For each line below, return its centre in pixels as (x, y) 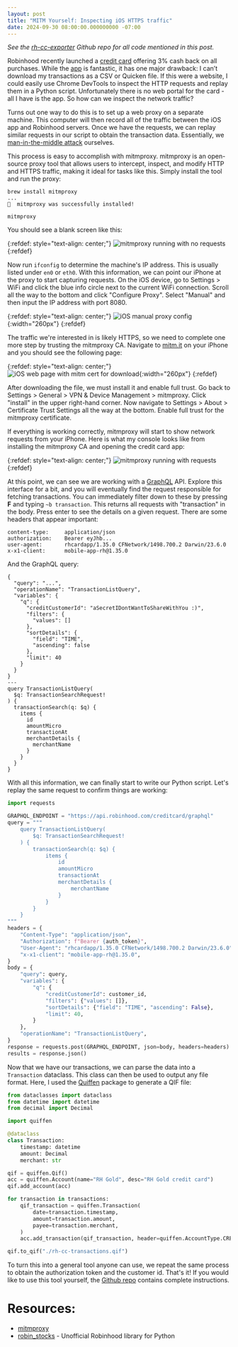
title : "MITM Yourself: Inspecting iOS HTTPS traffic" (90, 21)
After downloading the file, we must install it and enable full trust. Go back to (119, 388)
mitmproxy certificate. (40, 418)
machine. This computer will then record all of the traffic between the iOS (114, 120)
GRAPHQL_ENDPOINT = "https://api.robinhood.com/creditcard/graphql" (110, 816)
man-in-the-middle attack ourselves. (61, 143)
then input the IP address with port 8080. (67, 303)
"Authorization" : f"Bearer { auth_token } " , (84, 941)
